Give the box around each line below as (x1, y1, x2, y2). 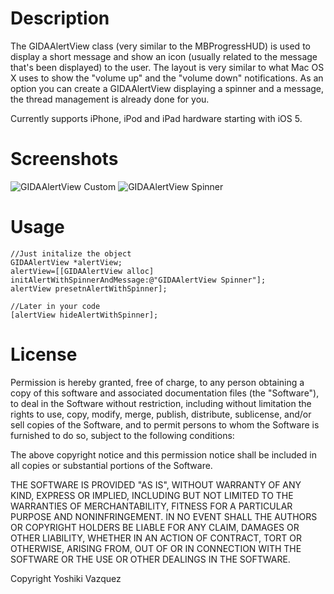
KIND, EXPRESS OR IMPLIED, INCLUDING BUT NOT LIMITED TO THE (10, 489, 294, 501)
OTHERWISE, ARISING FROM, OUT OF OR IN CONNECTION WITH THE (10, 542, 302, 554)
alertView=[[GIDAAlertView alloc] (10, 266, 155, 276)
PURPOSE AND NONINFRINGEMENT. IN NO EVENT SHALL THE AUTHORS (10, 510, 318, 522)
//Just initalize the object (10, 248, 132, 259)
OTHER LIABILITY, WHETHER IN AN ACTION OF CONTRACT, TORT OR (10, 532, 302, 544)
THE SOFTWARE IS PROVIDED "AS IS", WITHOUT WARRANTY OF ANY (10, 478, 302, 491)
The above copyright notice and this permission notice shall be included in (10, 448, 317, 461)
